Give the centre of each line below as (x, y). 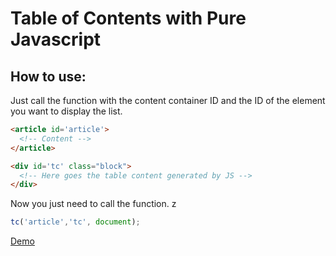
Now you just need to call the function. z (93, 204)
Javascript (56, 39)
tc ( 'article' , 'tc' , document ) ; (75, 222)
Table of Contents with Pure (128, 18)
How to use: (48, 76)
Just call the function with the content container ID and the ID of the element (168, 100)
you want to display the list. (66, 111)
